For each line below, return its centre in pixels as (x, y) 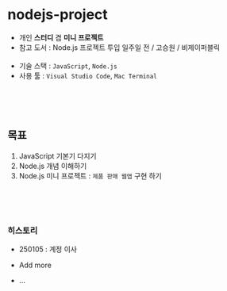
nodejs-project (58, 15)
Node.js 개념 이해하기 (53, 166)
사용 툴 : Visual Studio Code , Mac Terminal (88, 75)
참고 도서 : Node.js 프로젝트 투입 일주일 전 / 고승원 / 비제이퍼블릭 (119, 47)
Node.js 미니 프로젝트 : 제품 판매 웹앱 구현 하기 (90, 175)
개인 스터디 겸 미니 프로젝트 (61, 37)
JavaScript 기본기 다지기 (58, 155)
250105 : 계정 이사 (48, 249)
